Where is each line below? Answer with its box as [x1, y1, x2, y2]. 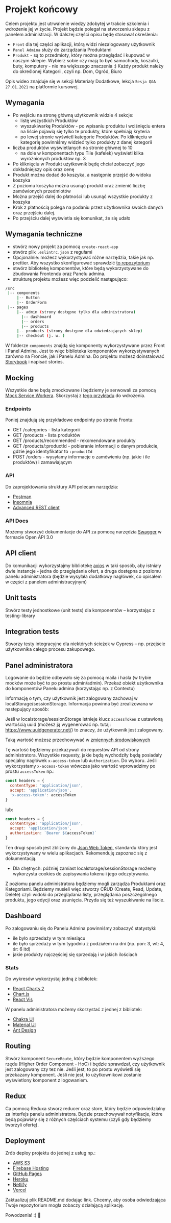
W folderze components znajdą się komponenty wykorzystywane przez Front [5, 343, 165, 349]
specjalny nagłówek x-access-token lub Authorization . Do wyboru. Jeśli [5, 757, 157, 764]
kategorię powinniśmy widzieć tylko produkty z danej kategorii [20, 139, 152, 145]
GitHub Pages [12, 1170, 42, 1177]
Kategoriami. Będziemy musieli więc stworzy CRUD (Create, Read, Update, [5, 886, 163, 892]
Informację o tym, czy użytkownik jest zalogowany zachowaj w [5, 695, 138, 701]
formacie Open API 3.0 [5, 534, 54, 540]
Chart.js [12, 991, 30, 997]
